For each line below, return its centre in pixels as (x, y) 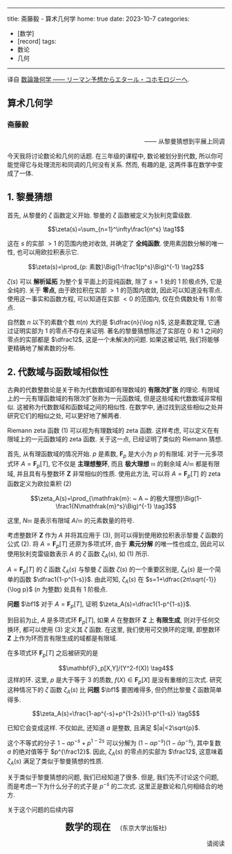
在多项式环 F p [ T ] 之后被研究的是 (53, 654)
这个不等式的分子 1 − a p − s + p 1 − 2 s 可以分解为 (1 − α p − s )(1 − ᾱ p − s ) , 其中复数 (114, 742)
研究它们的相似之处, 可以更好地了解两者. (65, 416)
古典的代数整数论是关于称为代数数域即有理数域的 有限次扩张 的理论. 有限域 (113, 390)
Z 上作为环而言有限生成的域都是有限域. (62, 639)
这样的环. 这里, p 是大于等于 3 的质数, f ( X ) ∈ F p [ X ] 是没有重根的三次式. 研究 (115, 681)
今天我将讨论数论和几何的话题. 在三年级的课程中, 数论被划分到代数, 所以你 (112, 156)
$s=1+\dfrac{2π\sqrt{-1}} (181, 580)
